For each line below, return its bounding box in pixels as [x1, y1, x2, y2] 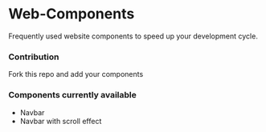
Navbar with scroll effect [19, 116, 102, 126]
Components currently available [8, 90, 137, 101]
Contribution [8, 51, 59, 62]
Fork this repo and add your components [8, 70, 144, 79]
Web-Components [8, 5, 135, 23]
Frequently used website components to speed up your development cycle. [8, 31, 259, 41]
